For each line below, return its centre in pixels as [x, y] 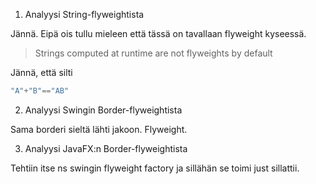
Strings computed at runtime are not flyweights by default [153, 53]
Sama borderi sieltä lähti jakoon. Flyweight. [99, 129]
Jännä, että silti [41, 72]
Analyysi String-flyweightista [84, 14]
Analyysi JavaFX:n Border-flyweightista [106, 148]
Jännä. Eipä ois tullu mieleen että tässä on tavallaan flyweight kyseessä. [158, 33]
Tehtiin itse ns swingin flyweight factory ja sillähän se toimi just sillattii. [155, 168]
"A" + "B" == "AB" [40, 91]
